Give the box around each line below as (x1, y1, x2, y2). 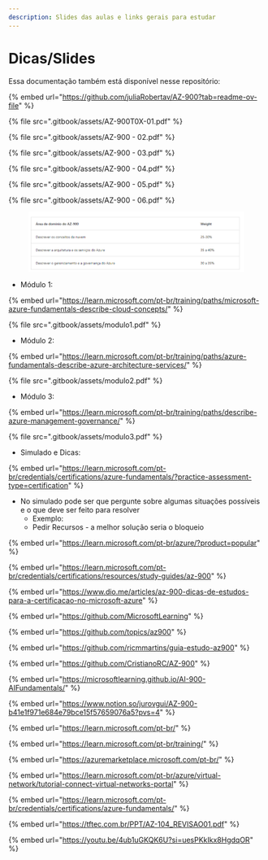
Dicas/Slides (8, 49, 96, 68)
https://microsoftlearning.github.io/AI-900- (62, 674, 206, 683)
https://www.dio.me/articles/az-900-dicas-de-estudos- (62, 587, 249, 596)
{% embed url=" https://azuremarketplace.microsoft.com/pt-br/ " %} (8, 754, 235, 764)
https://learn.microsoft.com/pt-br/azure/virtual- (62, 770, 222, 780)
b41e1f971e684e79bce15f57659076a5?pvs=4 (8, 707, 161, 717)
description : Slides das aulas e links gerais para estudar (8, 13, 217, 21)
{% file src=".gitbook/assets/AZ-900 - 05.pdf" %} (8, 179, 175, 189)
